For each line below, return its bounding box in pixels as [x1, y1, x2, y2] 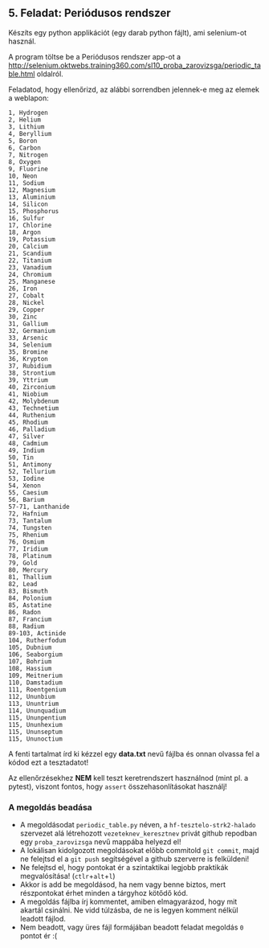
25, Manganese [8, 277, 56, 285]
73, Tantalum [8, 516, 52, 525]
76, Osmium [8, 538, 45, 546]
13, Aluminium [8, 193, 56, 201]
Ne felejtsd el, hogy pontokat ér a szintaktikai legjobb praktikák [19, 863, 229, 872]
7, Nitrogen [8, 150, 48, 159]
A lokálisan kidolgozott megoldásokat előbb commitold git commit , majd [19, 846, 259, 856]
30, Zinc [8, 313, 38, 321]
